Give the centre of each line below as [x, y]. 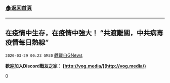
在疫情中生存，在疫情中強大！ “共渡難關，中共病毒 [84, 33]
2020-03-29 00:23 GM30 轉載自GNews [44, 55]
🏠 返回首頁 [19, 8]
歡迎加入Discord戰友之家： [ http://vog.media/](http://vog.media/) [76, 66]
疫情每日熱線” [27, 42]
